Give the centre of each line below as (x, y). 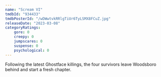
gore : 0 (22, 32)
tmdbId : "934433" (23, 14)
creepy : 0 (24, 37)
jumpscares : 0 (28, 41)
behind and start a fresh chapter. (38, 69)
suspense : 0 (26, 46)
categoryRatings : (23, 28)
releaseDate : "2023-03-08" (33, 23)
